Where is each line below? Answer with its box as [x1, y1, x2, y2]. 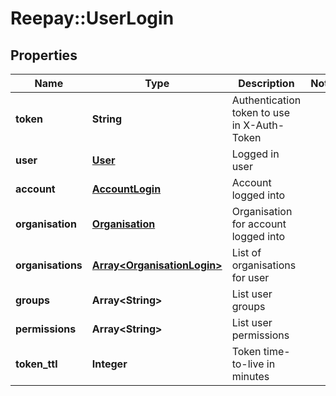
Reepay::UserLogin [10, 7, 175, 30]
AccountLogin [91, 182, 162, 196]
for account [231, 217, 287, 231]
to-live [231, 357, 265, 371]
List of [231, 246, 262, 259]
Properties [10, 47, 78, 64]
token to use [231, 106, 291, 119]
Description [238, 77, 295, 90]
